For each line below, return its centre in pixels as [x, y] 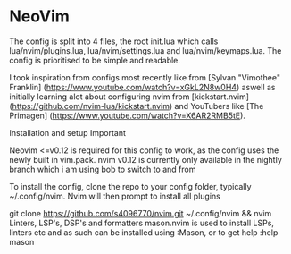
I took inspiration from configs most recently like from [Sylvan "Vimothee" [145, 77]
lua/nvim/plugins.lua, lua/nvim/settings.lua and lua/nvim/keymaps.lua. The [145, 50]
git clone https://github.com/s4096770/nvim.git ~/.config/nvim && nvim [141, 213]
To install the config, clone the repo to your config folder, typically [130, 186]
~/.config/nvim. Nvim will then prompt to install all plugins [115, 196]
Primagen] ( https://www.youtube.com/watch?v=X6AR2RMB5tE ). [127, 115]
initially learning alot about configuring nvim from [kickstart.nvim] [129, 97]
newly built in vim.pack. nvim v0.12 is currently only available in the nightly [146, 159]
